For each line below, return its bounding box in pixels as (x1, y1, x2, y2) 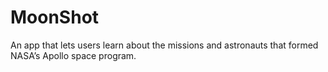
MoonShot (10, 6, 100, 29)
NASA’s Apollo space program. (10, 49, 137, 61)
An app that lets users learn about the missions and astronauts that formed (10, 39, 319, 51)
